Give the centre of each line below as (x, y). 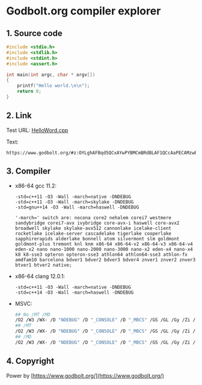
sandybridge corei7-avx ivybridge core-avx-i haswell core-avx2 (97, 223)
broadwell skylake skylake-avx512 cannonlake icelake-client (93, 228)
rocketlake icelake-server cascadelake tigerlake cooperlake (93, 233)
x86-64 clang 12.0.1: (40, 276)
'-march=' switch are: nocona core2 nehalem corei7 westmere (93, 217)
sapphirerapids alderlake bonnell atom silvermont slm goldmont (97, 238)
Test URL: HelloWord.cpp (37, 130)
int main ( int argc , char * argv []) (51, 74)
